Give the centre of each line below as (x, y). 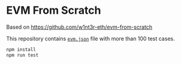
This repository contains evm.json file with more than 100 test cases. (90, 38)
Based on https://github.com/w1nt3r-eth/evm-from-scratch (79, 27)
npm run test (22, 55)
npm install (21, 49)
